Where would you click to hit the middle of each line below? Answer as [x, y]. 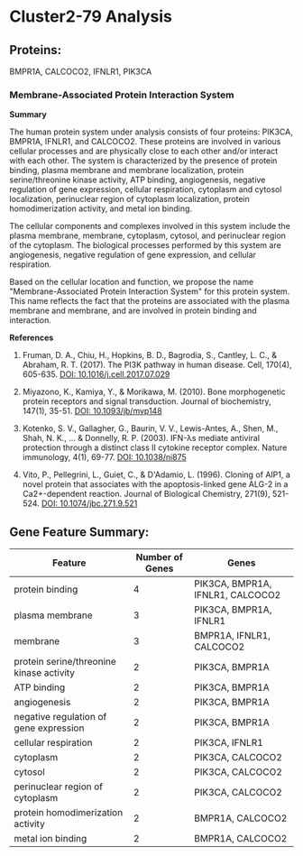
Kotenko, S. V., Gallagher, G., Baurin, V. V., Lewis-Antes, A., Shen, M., [150, 428]
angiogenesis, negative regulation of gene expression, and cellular [133, 255]
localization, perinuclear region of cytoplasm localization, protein [129, 199]
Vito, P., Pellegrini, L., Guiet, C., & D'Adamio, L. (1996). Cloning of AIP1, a [156, 474]
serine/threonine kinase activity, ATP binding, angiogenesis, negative [138, 180]
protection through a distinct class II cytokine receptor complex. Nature [155, 447]
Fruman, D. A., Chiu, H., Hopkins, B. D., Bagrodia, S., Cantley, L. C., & [150, 355]
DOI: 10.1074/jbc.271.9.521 [89, 503]
